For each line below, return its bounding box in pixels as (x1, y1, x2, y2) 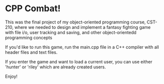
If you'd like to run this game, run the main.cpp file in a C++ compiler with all (5, 44, 159, 50)
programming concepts (5, 35, 52, 41)
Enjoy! (5, 73, 18, 79)
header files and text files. (5, 49, 58, 55)
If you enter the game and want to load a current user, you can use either (5, 59, 153, 64)
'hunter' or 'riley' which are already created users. (5, 64, 106, 70)
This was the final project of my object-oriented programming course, (5, 19, 146, 25)
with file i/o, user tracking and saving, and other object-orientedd (5, 29, 137, 35)
